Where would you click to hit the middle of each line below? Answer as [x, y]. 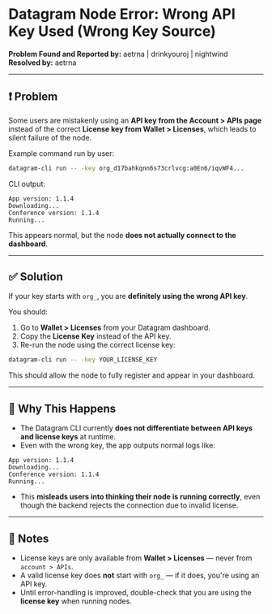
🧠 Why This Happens [62, 408]
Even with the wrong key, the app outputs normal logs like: [118, 445]
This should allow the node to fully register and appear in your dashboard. [132, 375]
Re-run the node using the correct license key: [98, 345]
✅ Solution [36, 277]
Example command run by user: [62, 153]
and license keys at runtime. [68, 437]
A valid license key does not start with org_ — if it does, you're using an [140, 575]
